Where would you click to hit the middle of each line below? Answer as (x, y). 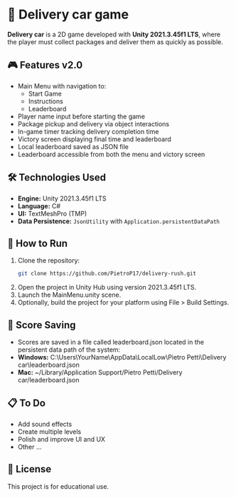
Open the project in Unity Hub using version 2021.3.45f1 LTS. (107, 288)
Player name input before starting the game (81, 116)
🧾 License (29, 469)
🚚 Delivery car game (68, 15)
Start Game (45, 93)
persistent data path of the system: (69, 350)
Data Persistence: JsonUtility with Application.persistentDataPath (119, 221)
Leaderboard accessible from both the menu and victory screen (111, 154)
